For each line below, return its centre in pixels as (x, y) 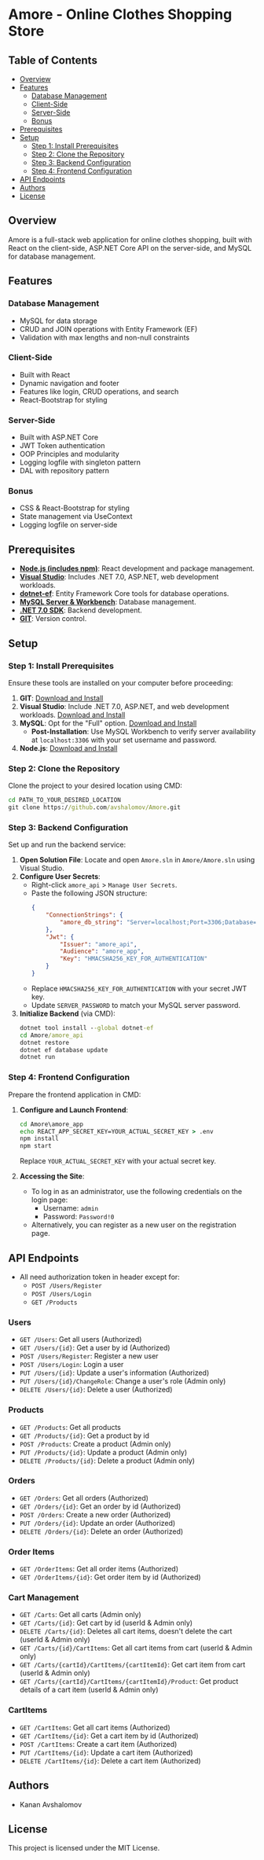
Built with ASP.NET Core (59, 437)
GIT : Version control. (53, 619)
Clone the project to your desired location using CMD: (95, 786)
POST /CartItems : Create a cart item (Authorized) (98, 1744)
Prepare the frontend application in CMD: (75, 1094)
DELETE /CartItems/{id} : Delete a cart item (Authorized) (110, 1761)
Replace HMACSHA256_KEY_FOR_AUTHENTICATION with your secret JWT (139, 988)
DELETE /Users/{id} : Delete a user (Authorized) (96, 1390)
